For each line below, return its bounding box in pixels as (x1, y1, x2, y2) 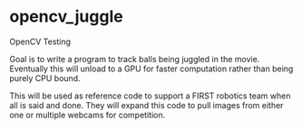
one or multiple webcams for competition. (9, 109, 166, 120)
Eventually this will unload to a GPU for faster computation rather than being (9, 63, 294, 74)
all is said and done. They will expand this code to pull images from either (9, 99, 284, 110)
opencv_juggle (9, 6, 124, 27)
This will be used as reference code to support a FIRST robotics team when (9, 90, 291, 101)
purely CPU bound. (9, 72, 81, 83)
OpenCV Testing (9, 36, 71, 47)
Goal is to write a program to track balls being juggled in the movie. (9, 53, 260, 64)
